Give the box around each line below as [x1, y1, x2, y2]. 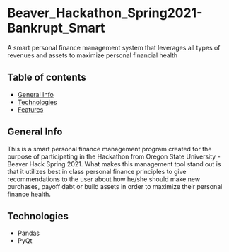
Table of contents [7, 71, 86, 84]
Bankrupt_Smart [7, 20, 105, 36]
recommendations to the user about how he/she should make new [7, 175, 200, 183]
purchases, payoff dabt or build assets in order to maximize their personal [7, 182, 223, 190]
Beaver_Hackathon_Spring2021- [7, 5, 203, 21]
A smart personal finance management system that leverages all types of [7, 43, 221, 52]
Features [17, 105, 44, 114]
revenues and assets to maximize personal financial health [7, 51, 178, 59]
